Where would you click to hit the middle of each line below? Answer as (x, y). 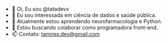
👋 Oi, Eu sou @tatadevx (40, 9)
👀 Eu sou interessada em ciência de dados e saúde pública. (84, 15)
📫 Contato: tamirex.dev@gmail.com (56, 34)
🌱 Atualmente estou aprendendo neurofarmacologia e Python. (87, 21)
